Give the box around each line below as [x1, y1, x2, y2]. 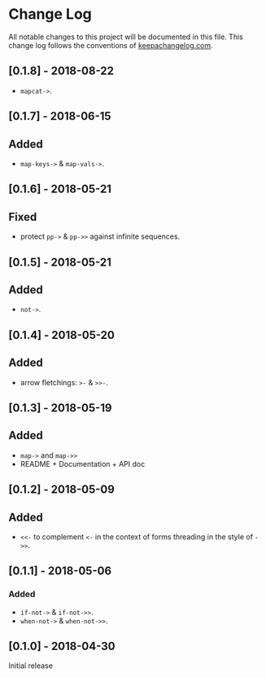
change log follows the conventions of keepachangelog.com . [8, 40, 213, 50]
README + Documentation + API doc [20, 459, 146, 468]
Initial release [8, 661, 53, 670]
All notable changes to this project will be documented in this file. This [8, 32, 244, 42]
